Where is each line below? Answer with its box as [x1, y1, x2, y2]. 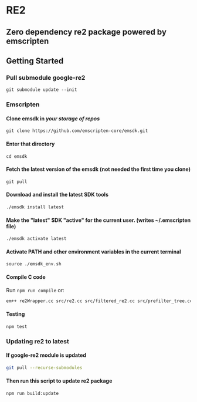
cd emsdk [6, 153, 28, 159]
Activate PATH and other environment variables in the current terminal [6, 248, 181, 255]
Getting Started [6, 56, 64, 66]
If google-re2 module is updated [6, 352, 87, 359]
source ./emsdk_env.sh [6, 261, 62, 267]
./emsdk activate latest [6, 236, 67, 242]
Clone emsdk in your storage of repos [6, 115, 100, 122]
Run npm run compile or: [6, 286, 64, 293]
